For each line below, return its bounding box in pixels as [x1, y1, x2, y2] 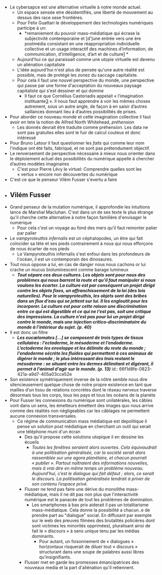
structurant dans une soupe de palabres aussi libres [39, 548, 144, 555]
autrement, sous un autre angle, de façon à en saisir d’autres [24, 103, 147, 109]
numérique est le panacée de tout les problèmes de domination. [24, 496, 154, 502]
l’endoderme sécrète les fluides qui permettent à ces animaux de [17, 350, 153, 356]
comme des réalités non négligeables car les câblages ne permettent [9, 408, 150, 414]
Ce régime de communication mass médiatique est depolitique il [17, 418, 147, 424]
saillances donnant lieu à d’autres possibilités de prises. [24, 109, 137, 115]
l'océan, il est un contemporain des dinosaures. [17, 256, 113, 262]
